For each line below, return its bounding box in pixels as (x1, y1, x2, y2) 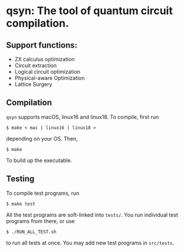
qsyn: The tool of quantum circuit (6, 4, 173, 18)
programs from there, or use (6, 217, 75, 224)
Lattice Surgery (14, 81, 52, 88)
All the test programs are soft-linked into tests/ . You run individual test (6, 211, 179, 218)
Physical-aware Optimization (14, 75, 85, 81)
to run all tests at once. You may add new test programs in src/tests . (6, 239, 175, 246)
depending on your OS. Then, (6, 135, 78, 142)
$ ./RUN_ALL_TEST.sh (6, 228, 57, 235)
